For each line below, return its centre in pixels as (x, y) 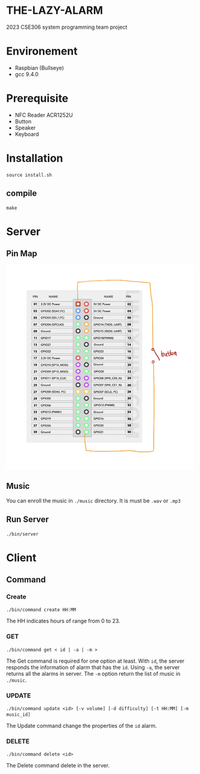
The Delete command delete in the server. (58, 766)
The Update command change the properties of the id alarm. (82, 726)
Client (22, 557)
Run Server (28, 520)
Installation (35, 158)
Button (23, 121)
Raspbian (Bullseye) (39, 68)
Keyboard (27, 134)
